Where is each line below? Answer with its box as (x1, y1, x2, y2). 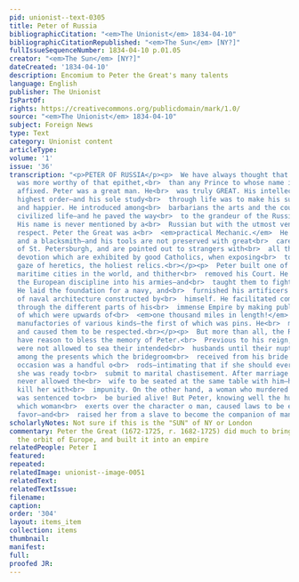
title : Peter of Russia (9, 21, 98, 30)
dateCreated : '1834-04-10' (9, 63, 109, 72)
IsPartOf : (9, 95, 46, 105)
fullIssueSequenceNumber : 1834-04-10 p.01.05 (9, 46, 181, 55)
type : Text (9, 129, 50, 138)
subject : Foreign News (9, 121, 93, 130)
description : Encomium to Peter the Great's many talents (9, 71, 229, 80)
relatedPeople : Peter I (9, 443, 98, 452)
